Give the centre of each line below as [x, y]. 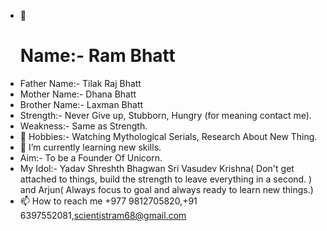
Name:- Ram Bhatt [97, 56]
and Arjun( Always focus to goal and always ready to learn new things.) [166, 189]
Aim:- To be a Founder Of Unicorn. [91, 157]
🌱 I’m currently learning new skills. [90, 147]
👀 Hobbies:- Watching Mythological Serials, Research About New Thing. [168, 136]
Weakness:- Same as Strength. [83, 126]
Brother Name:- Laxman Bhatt [81, 104]
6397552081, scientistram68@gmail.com [103, 215]
